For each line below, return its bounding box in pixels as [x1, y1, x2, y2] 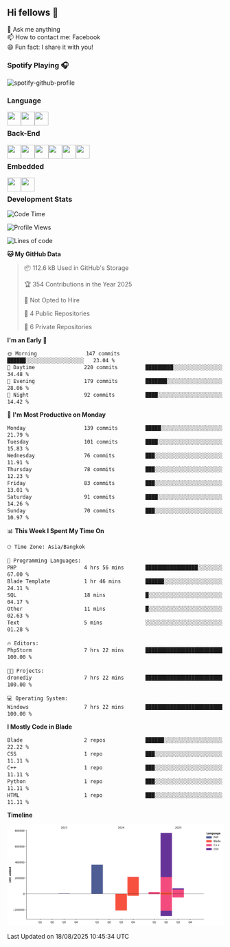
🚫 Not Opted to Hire [23, 296, 80, 304]
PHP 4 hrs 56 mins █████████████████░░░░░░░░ [7, 564, 223, 572]
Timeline [7, 811, 33, 820]
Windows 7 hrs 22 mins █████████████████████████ [7, 704, 223, 711]
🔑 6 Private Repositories [23, 323, 93, 331]
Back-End [7, 129, 41, 138]
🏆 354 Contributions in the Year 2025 [23, 280, 133, 289]
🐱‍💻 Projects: [7, 667, 45, 675]
